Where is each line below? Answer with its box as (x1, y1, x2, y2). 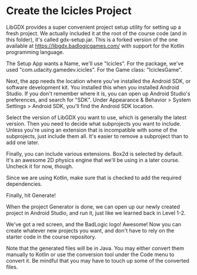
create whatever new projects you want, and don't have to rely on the (6, 227, 175, 234)
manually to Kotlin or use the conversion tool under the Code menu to (6, 251, 175, 258)
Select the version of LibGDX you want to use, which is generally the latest (6, 113, 187, 121)
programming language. (6, 48, 65, 55)
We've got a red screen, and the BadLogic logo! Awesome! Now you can (6, 220, 181, 227)
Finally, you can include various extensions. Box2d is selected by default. (6, 150, 183, 157)
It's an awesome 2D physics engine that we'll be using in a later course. (6, 156, 180, 163)
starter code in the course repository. (6, 233, 96, 240)
